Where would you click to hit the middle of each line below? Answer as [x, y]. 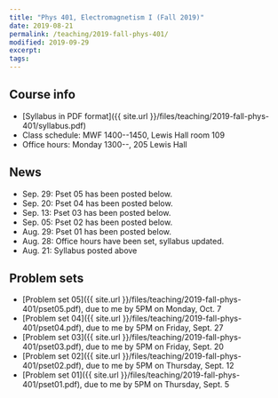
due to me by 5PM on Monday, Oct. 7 [154, 309]
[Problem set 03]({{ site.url [71, 338]
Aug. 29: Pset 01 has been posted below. [96, 231]
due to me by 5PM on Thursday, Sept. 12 [160, 366]
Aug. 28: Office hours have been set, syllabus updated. [123, 241]
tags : [19, 59]
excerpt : [25, 51]
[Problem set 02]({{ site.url [71, 356]
